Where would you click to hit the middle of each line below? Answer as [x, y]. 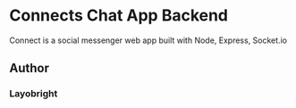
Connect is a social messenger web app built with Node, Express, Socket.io [148, 40]
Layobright [34, 94]
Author [29, 68]
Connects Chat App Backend [119, 16]
